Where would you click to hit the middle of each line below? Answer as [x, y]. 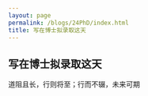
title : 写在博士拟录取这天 [47, 30]
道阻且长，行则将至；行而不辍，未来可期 [74, 84]
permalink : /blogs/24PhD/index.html [68, 23]
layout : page [30, 15]
